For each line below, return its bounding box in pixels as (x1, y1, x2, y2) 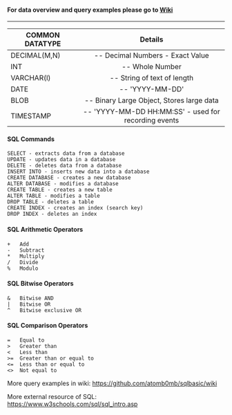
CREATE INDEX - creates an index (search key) (7, 205, 144, 212)
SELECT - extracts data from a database (7, 150, 126, 157)
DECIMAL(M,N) (10, 50, 61, 60)
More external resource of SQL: (7, 393, 97, 401)
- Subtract (7, 246, 45, 254)
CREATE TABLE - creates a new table (7, 187, 113, 194)
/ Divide (7, 259, 39, 266)
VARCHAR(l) (10, 73, 51, 83)
